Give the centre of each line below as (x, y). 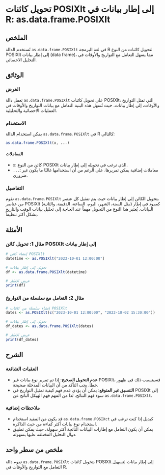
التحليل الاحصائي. (21, 60)
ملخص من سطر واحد (34, 450)
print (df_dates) (22, 339)
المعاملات (14, 154)
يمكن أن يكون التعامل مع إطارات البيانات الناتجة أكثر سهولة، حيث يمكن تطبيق (83, 429)
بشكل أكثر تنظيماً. (22, 214)
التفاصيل (15, 188)
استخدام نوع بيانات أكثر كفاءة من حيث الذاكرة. (55, 424)
